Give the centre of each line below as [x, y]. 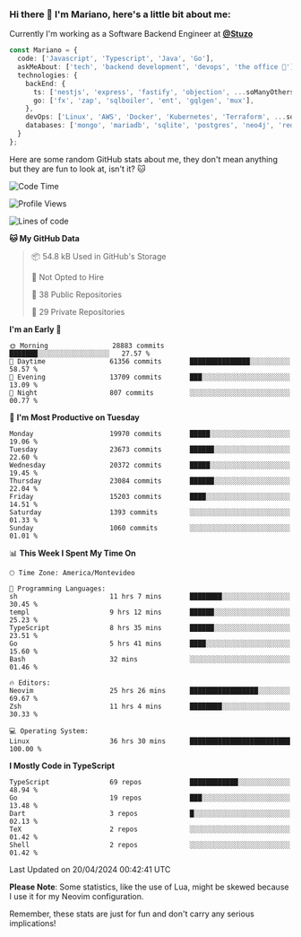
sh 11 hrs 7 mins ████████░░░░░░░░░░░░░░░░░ [150, 596]
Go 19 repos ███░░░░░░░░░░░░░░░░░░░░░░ [150, 798]
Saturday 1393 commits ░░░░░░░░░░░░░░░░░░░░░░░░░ [150, 512]
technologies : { [47, 75]
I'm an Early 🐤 [35, 329]
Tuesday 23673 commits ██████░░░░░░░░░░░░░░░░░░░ [150, 449]
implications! [33, 923]
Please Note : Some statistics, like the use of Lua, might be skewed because [149, 887]
